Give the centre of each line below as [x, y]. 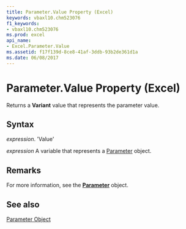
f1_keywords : [23, 23]
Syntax [20, 124]
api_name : [19, 41]
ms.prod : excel [26, 35]
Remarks [24, 170]
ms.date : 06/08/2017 [33, 58]
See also [23, 204]
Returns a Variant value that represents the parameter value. [83, 105]
